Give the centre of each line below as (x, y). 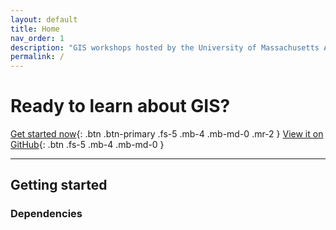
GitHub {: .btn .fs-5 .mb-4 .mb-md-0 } (87, 145)
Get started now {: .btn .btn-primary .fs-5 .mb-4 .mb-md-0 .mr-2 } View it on (167, 134)
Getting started (59, 185)
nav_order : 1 (37, 38)
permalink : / (37, 57)
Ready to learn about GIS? (120, 106)
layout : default (44, 19)
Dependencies (46, 214)
